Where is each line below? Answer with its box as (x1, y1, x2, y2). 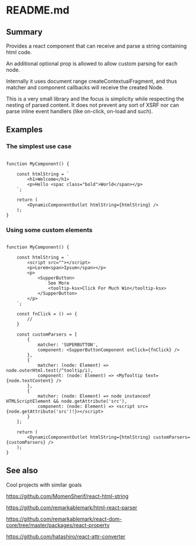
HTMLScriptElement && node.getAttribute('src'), (6, 398, 127, 404)
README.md (6, 4, 70, 17)
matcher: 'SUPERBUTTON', (37, 342, 99, 348)
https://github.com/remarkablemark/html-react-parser (6, 504, 138, 511)
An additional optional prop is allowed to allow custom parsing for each (6, 60, 178, 67)
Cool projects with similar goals (6, 481, 82, 488)
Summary (6, 27, 43, 37)
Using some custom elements (6, 225, 93, 234)
